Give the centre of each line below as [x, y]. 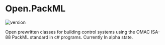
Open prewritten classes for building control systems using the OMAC [77, 32]
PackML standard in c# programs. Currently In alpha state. [72, 37]
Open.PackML [35, 9]
